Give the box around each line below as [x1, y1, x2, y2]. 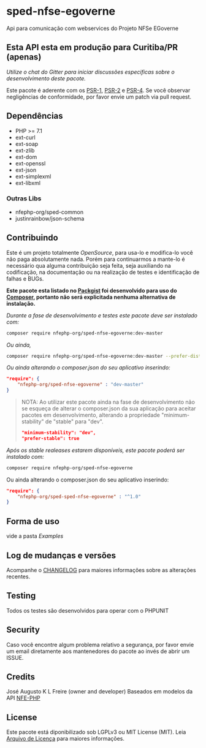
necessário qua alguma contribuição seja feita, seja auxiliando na [6, 262, 172, 269]
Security [6, 625, 40, 635]
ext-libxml [15, 179, 41, 186]
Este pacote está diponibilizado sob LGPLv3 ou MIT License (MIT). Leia [6, 728, 186, 736]
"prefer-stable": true [21, 435, 80, 442]
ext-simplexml [15, 173, 51, 180]
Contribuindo [6, 233, 58, 243]
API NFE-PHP [6, 694, 41, 702]
